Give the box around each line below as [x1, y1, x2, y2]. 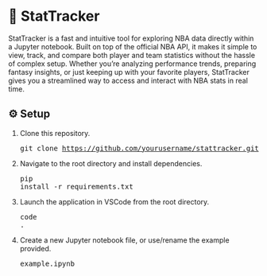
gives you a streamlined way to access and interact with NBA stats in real [8, 76, 249, 85]
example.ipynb [19, 259, 75, 268]
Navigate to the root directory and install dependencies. [19, 158, 203, 168]
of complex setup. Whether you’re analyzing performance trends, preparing [8, 59, 257, 68]
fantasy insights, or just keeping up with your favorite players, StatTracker [8, 67, 250, 76]
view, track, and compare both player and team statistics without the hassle [8, 50, 256, 60]
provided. [19, 243, 52, 253]
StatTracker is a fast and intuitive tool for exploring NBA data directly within [8, 33, 254, 43]
